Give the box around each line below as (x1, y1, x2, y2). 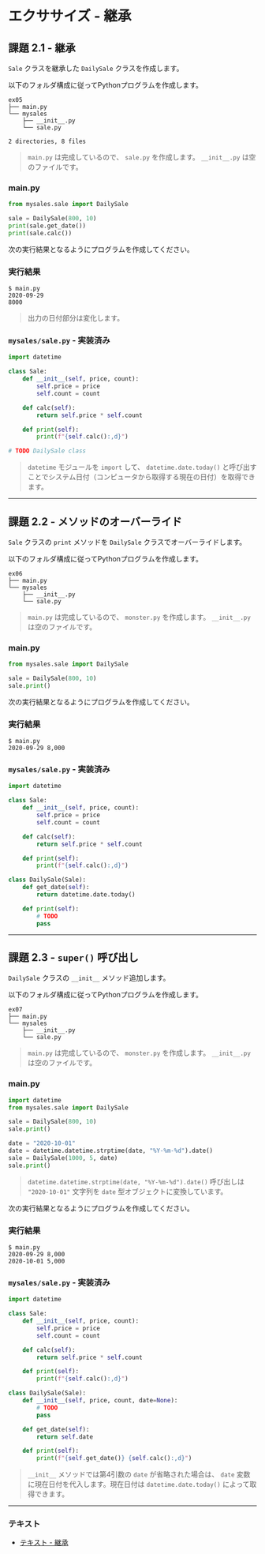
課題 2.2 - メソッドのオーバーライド (8, 515, 183, 528)
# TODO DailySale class (8, 447, 87, 455)
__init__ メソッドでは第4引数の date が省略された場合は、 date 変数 (27, 1470, 251, 1479)
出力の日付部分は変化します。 (27, 313, 125, 323)
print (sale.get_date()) (8, 222, 87, 230)
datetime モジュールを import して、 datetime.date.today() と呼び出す (27, 463, 257, 472)
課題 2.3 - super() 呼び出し (8, 951, 140, 964)
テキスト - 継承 (19, 1537, 69, 1548)
